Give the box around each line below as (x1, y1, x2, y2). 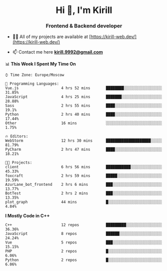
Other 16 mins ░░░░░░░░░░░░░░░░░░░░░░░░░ (5, 121, 162, 126)
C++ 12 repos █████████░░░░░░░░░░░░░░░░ (5, 222, 162, 227)
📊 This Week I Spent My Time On (5, 61, 76, 67)
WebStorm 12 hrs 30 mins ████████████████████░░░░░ (5, 138, 162, 143)
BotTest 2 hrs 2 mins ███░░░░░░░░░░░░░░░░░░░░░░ (5, 191, 162, 196)
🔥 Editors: (5, 134, 28, 139)
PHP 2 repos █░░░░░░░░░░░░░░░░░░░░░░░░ (5, 249, 162, 254)
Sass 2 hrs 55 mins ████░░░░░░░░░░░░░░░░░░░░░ (5, 103, 162, 108)
